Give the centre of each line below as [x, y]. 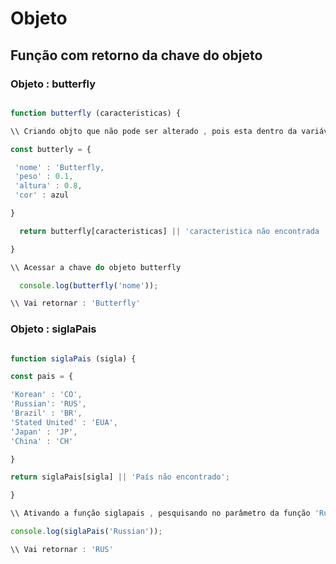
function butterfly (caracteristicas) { [96, 113]
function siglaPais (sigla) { [73, 358]
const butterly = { [51, 149]
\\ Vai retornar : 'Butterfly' [75, 303]
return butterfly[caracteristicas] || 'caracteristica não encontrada [169, 231]
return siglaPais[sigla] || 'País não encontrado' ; [120, 477]
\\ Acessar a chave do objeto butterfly [96, 267]
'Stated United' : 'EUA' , [64, 422]
